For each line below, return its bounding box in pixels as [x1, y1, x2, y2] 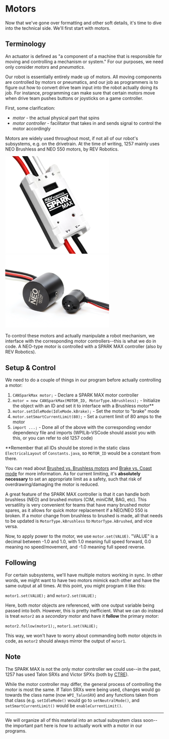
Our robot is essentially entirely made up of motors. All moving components [5, 74, 162, 80]
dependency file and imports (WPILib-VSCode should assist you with [12, 429, 156, 435]
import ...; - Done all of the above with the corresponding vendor [12, 424, 152, 430]
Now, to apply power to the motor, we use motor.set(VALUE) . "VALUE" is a [5, 533, 158, 539]
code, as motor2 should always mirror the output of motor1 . [5, 637, 127, 644]
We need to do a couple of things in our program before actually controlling [5, 377, 161, 383]
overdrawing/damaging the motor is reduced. [5, 481, 99, 487]
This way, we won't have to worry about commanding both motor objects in [5, 632, 162, 638]
